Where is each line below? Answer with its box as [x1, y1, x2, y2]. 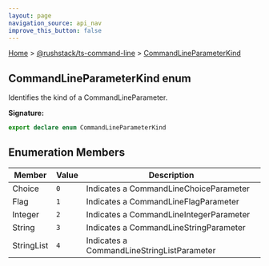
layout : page [8, 11, 52, 20]
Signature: [8, 109, 44, 118]
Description [148, 169, 195, 181]
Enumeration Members [8, 145, 126, 160]
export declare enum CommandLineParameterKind [8, 124, 167, 132]
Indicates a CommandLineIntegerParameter [86, 208, 251, 220]
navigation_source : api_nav [8, 19, 102, 27]
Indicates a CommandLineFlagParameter [86, 196, 240, 207]
